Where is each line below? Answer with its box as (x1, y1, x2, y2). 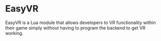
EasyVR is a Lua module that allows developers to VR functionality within (5, 19, 156, 25)
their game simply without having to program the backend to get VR (5, 24, 146, 30)
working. (5, 30, 24, 36)
